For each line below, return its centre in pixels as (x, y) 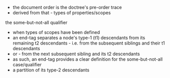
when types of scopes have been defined (56, 32)
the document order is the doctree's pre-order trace (67, 7)
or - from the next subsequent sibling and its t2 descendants (76, 54)
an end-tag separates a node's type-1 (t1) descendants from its (79, 38)
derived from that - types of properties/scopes (62, 13)
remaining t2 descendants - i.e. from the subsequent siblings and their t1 (89, 43)
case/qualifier (27, 65)
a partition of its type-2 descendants (51, 70)
